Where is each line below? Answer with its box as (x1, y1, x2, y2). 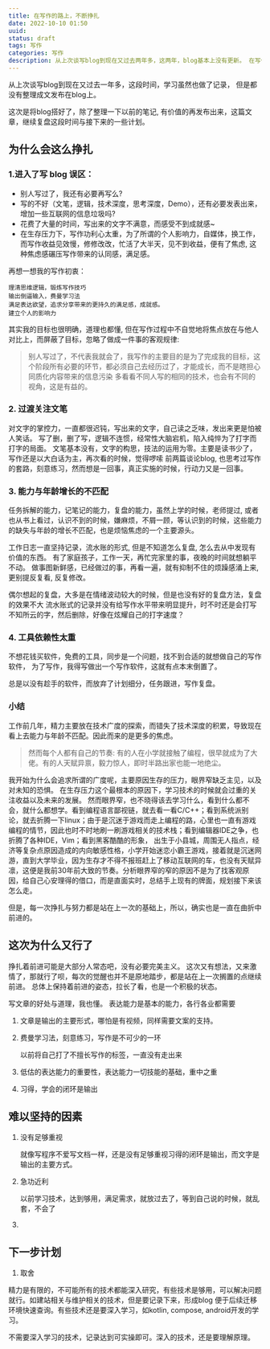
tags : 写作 (8, 42, 43, 50)
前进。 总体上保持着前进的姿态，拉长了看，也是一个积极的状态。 (8, 982, 222, 991)
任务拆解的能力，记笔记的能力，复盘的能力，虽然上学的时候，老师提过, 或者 (8, 506, 259, 515)
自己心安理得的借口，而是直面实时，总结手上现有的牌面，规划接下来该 (29, 875, 262, 885)
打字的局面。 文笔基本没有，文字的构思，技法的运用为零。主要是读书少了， (8, 443, 257, 453)
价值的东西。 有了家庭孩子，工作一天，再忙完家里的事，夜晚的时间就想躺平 (8, 552, 257, 563)
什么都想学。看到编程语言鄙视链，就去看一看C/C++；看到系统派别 (29, 805, 249, 814)
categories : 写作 (8, 49, 64, 57)
